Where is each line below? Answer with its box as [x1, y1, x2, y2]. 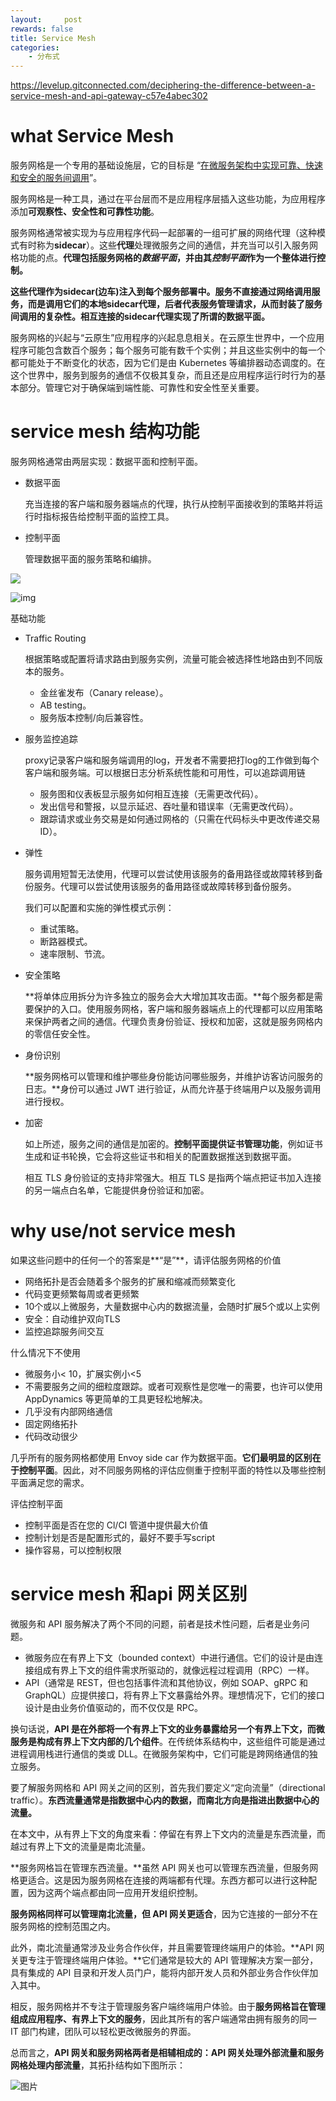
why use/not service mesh [10, 1220, 237, 1243]
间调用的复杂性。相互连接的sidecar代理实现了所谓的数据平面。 [10, 311, 271, 323]
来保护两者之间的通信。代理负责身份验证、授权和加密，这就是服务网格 [24, 1016, 315, 1027]
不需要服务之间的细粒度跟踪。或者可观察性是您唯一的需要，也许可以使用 [24, 1380, 323, 1392]
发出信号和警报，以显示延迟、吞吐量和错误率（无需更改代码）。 [39, 801, 299, 812]
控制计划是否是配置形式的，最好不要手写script [24, 1531, 216, 1543]
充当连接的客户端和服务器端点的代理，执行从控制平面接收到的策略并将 [24, 498, 315, 510]
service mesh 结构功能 [10, 421, 200, 443]
